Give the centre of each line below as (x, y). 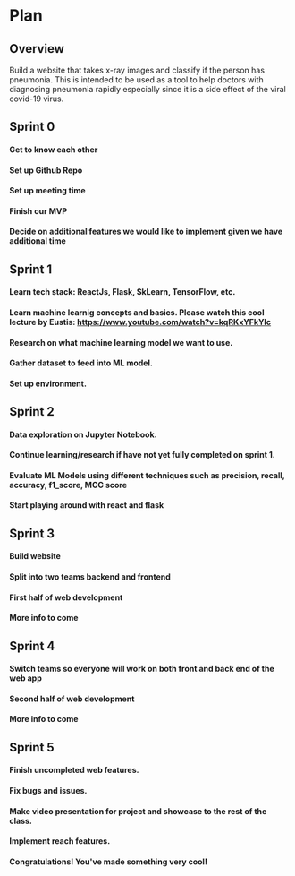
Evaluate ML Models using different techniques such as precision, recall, (147, 475)
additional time (38, 241)
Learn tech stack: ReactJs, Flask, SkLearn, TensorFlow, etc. (122, 292)
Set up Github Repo (46, 170)
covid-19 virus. (37, 99)
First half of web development (66, 597)
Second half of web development (72, 699)
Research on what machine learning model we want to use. (121, 342)
